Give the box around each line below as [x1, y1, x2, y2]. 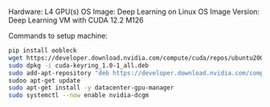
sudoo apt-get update [8, 76, 81, 84]
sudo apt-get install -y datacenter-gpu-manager [8, 84, 174, 92]
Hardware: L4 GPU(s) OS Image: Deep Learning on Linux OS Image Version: [8, 7, 260, 16]
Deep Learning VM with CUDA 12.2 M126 [8, 15, 145, 25]
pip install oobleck [8, 47, 78, 55]
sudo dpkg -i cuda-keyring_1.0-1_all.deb [8, 61, 149, 69]
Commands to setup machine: [8, 31, 108, 40]
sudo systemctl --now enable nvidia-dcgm [8, 92, 149, 100]
